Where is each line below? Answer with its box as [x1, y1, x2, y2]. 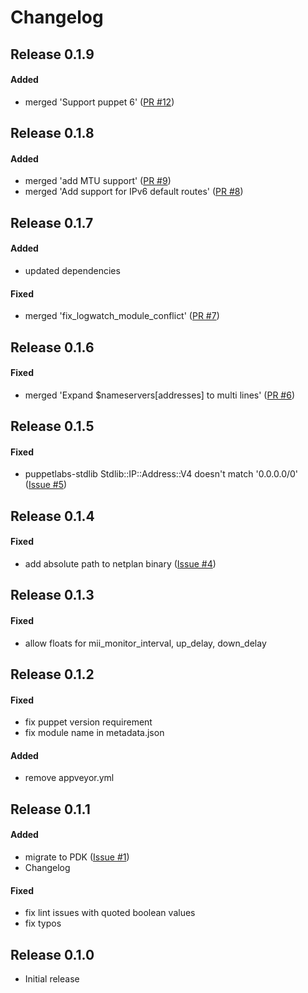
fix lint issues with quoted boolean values [24, 907, 196, 919]
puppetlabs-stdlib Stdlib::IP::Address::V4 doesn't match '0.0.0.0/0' [24, 468, 299, 480]
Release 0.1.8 [10, 125, 95, 142]
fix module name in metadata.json [24, 727, 165, 739]
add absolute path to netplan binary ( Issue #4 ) [24, 557, 217, 570]
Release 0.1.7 [10, 214, 94, 231]
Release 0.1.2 [10, 666, 95, 683]
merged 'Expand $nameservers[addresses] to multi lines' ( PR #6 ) [24, 389, 296, 401]
